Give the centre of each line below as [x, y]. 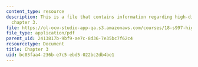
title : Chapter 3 [27, 50]
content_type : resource [35, 11]
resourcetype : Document [35, 44]
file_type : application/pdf [41, 33]
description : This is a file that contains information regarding [89, 17]
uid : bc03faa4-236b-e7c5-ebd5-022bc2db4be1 [60, 55]
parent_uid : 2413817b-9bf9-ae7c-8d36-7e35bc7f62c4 [70, 38]
